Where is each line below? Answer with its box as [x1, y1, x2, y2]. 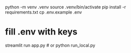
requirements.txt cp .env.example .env [5, 9, 82, 15]
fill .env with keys [5, 26, 78, 37]
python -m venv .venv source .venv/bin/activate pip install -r [5, 4, 126, 10]
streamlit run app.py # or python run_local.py [5, 42, 95, 48]
